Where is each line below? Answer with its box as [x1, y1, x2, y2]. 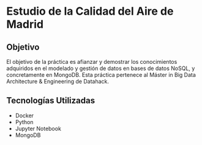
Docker [15, 112, 34, 119]
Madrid [6, 17, 44, 31]
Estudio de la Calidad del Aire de [6, 4, 174, 18]
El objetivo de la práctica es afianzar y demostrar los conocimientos [6, 58, 178, 65]
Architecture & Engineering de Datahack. [6, 78, 109, 85]
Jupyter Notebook [15, 125, 61, 132]
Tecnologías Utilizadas [6, 95, 95, 106]
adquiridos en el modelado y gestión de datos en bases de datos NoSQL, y [6, 65, 195, 72]
